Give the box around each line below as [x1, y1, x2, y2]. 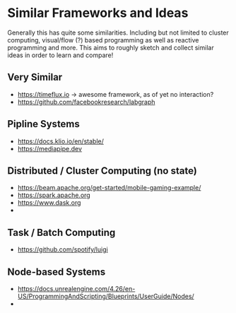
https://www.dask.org [17, 199, 81, 207]
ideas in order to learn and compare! [7, 51, 114, 59]
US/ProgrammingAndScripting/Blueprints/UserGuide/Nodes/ [17, 292, 194, 300]
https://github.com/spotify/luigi [17, 245, 108, 254]
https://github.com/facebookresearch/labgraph [17, 98, 155, 106]
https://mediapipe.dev [17, 144, 83, 153]
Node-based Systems [7, 266, 106, 278]
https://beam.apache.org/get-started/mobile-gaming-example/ [17, 184, 201, 192]
